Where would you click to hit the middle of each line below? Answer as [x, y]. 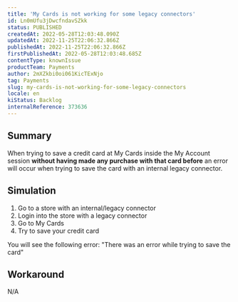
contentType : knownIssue [44, 61]
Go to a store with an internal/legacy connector [87, 208]
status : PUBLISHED [35, 27]
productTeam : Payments [41, 67]
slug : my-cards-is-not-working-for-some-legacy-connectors [97, 87]
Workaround [36, 275]
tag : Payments [29, 80]
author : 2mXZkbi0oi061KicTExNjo [55, 74]
